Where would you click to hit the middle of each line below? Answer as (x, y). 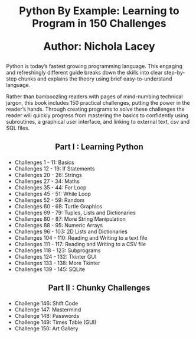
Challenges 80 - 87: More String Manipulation (70, 219)
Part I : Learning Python (99, 147)
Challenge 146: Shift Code (46, 303)
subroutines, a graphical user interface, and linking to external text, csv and (98, 122)
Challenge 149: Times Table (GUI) (55, 322)
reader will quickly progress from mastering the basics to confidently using (97, 115)
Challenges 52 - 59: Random (49, 200)
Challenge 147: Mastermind (48, 310)
